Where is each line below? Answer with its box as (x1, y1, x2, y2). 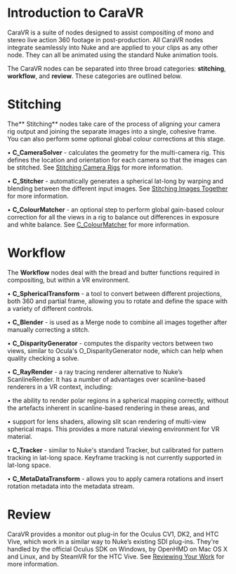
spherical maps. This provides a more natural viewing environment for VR (7, 424, 220, 433)
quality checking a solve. (7, 354, 79, 362)
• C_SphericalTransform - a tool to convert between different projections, (7, 289, 223, 298)
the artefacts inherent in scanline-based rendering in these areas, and (7, 403, 210, 412)
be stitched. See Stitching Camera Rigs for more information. (7, 163, 183, 172)
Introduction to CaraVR (7, 5, 144, 21)
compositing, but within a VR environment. (7, 276, 130, 284)
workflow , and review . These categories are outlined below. (7, 72, 183, 80)
